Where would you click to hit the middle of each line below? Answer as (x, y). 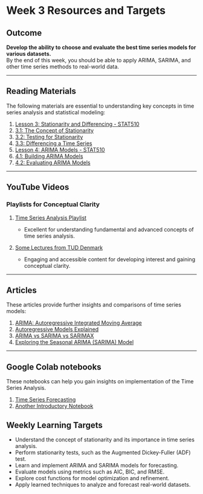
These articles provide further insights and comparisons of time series (94, 305)
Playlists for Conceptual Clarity (53, 204)
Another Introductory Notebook (54, 406)
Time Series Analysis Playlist (50, 218)
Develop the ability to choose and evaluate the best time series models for (101, 47)
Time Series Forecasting (45, 400)
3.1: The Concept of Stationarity (54, 130)
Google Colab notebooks (54, 367)
